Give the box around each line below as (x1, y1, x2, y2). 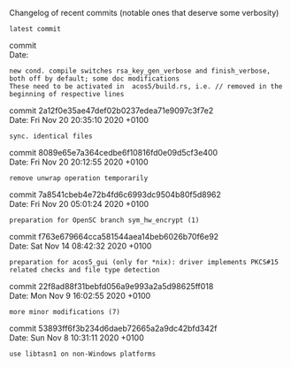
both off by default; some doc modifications (9, 74, 180, 83)
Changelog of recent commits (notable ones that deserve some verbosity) (9, 8, 280, 18)
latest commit (9, 25, 62, 34)
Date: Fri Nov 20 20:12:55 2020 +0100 (9, 157, 149, 167)
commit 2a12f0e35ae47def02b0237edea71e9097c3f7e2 (9, 105, 214, 116)
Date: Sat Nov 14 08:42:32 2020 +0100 (9, 241, 152, 251)
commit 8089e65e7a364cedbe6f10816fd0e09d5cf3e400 (9, 148, 218, 157)
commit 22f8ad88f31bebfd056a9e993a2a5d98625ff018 (9, 281, 214, 291)
